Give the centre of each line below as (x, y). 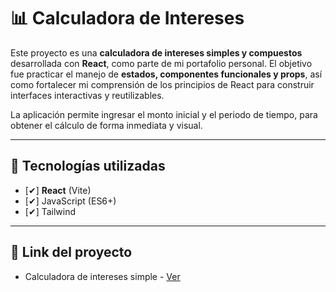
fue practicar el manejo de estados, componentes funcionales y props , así (166, 74)
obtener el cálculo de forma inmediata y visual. (106, 125)
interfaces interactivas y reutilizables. (87, 95)
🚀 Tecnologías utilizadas (88, 166)
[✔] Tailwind (50, 211)
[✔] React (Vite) (58, 190)
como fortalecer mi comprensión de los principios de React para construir (162, 84)
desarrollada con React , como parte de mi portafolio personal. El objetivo (161, 63)
